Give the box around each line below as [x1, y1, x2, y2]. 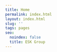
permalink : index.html [5, 12, 52, 17]
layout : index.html [5, 16, 46, 21]
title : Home [5, 7, 30, 12]
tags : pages [5, 26, 30, 31]
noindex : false [9, 35, 41, 40]
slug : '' [5, 21, 23, 26]
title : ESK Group [9, 40, 46, 45]
